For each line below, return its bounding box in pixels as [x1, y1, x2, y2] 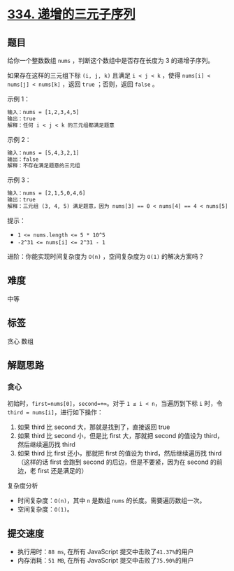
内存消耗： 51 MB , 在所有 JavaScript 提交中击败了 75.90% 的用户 [17, 556, 194, 564]
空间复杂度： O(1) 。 [17, 505, 73, 514]
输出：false [7, 155, 39, 163]
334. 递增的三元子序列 [7, 6, 136, 22]
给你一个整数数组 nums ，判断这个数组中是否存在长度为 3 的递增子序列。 [7, 57, 214, 64]
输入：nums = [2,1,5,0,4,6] [7, 190, 86, 197]
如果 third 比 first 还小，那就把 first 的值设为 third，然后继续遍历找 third [17, 449, 222, 458]
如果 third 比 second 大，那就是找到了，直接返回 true [17, 423, 170, 431]
